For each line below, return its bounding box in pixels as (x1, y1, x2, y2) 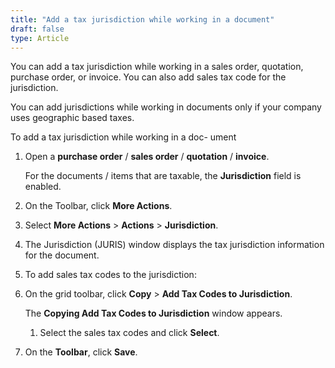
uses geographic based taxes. (10, 112, 135, 124)
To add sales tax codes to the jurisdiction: (24, 269, 197, 281)
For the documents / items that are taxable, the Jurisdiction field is (24, 170, 302, 182)
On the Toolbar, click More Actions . (24, 200, 173, 212)
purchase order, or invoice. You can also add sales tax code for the (10, 71, 287, 83)
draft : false (10, 24, 65, 34)
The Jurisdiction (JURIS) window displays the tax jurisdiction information (24, 239, 325, 251)
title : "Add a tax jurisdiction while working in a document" (10, 14, 275, 25)
